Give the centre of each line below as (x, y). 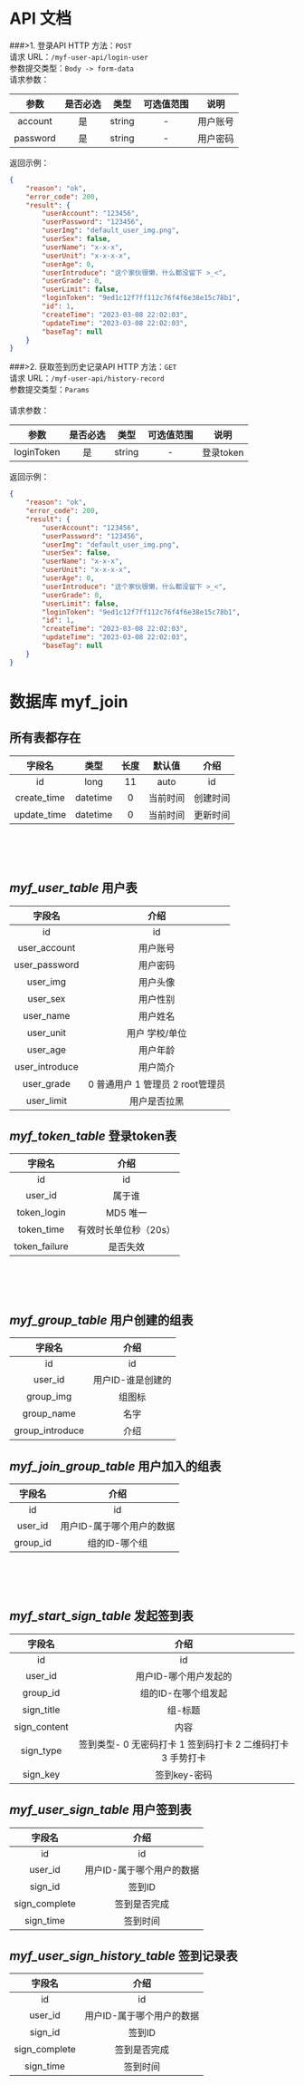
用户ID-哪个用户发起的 (184, 1676)
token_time (41, 1229)
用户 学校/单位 (157, 1033)
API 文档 (41, 19)
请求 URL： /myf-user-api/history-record (87, 378)
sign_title (41, 1710)
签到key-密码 (184, 1775)
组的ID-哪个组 (118, 1543)
